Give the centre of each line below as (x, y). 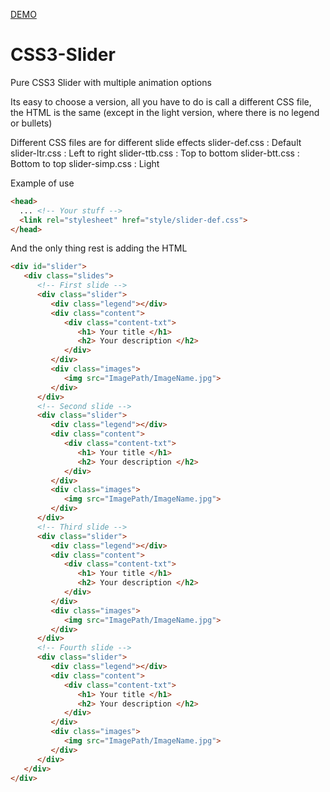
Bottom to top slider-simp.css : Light (85, 163)
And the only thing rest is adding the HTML (99, 248)
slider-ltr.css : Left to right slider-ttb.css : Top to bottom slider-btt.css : (155, 153)
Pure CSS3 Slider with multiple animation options (111, 82)
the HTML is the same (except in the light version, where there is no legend (165, 112)
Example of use (42, 183)
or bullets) (31, 123)
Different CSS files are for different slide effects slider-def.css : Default (156, 142)
